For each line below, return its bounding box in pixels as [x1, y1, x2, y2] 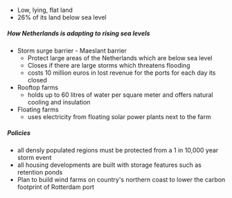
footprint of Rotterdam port [17, 183, 95, 191]
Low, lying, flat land [17, 6, 73, 14]
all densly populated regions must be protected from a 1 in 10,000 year [17, 145, 219, 154]
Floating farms [17, 105, 59, 114]
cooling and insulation [27, 98, 91, 106]
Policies [7, 128, 31, 137]
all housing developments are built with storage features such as [17, 161, 202, 169]
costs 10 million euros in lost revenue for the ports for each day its [27, 69, 216, 77]
